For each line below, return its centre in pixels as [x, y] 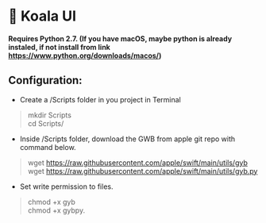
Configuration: [45, 81]
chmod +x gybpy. [56, 210]
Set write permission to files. [66, 186]
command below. [48, 147]
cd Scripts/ [46, 123]
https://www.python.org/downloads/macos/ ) [85, 56]
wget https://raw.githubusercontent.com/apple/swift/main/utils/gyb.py [143, 171]
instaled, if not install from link [60, 47]
